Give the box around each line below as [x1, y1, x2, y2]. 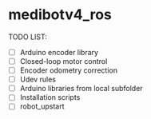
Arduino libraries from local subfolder [19, 84, 143, 93]
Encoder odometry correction [19, 65, 118, 75]
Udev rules [19, 74, 56, 85]
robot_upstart [19, 101, 65, 111]
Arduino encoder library [19, 47, 98, 57]
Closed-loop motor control [19, 57, 108, 65]
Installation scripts [19, 93, 81, 102]
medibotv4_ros [8, 6, 112, 24]
